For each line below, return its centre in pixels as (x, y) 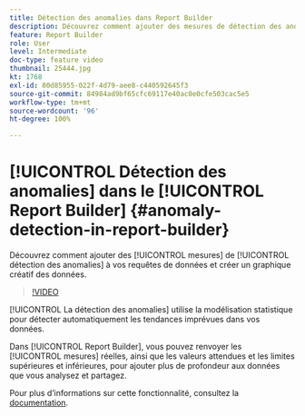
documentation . (39, 403)
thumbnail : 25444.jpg (50, 69)
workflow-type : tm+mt (50, 102)
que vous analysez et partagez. (68, 376)
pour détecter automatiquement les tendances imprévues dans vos (135, 320)
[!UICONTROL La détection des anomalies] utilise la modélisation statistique (151, 310)
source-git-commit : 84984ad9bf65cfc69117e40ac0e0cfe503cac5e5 (129, 94)
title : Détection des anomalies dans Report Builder (111, 18)
